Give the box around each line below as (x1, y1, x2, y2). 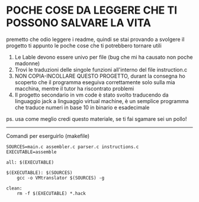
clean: (6, 185, 23, 191)
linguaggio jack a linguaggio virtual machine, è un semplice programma (14, 97, 189, 104)
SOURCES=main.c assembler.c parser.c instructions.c (6, 143, 139, 150)
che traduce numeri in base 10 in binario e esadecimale (14, 104, 150, 111)
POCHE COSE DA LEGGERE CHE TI (6, 4, 178, 17)
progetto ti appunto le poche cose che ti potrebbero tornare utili (6, 42, 162, 49)
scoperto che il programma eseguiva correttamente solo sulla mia (14, 78, 175, 86)
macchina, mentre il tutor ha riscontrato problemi (14, 85, 134, 92)
